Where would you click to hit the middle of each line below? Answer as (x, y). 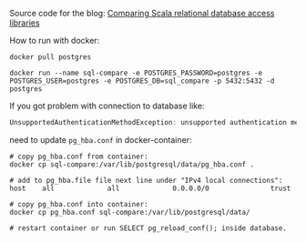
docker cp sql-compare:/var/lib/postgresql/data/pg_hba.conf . (132, 164)
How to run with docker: (55, 40)
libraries (25, 23)
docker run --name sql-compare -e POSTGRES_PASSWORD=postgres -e (136, 73)
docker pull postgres (51, 57)
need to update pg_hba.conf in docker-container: (101, 139)
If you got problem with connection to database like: (107, 106)
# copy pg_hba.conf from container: (79, 156)
